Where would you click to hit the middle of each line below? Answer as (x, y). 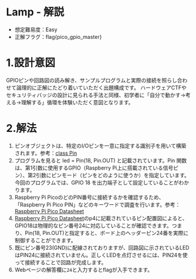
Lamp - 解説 (35, 12)
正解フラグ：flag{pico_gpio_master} (58, 36)
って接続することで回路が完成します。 (60, 262)
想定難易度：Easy (36, 29)
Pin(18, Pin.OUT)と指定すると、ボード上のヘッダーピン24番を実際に (107, 232)
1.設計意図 (31, 63)
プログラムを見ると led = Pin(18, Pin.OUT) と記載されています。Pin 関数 (101, 160)
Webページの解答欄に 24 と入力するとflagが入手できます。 (84, 270)
